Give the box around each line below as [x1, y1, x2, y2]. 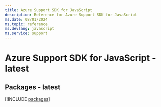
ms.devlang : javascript [5, 26, 55, 31]
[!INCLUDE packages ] [5, 96, 50, 102]
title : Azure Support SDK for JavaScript [5, 7, 93, 13]
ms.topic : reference [5, 21, 48, 27]
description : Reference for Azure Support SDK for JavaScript [5, 12, 137, 17]
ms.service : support [5, 31, 48, 36]
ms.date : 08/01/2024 [5, 17, 48, 22]
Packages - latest [5, 83, 61, 91]
